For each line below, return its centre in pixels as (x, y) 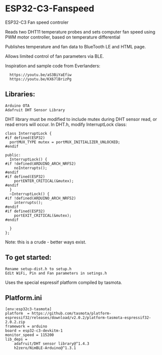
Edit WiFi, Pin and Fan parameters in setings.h (56, 273)
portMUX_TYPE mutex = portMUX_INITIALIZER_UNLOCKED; (65, 142)
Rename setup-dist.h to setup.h (38, 269)
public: (13, 155)
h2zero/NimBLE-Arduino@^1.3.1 (45, 348)
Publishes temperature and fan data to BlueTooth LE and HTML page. (76, 46)
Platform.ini (23, 297)
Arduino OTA (17, 106)
